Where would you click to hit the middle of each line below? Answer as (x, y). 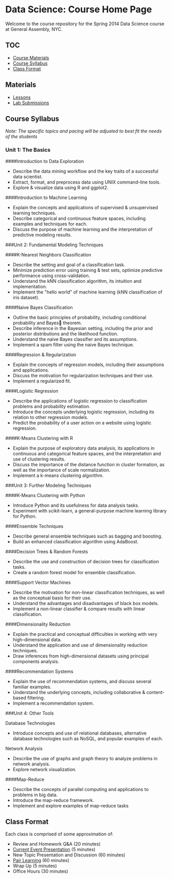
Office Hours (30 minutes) (40, 871)
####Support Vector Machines (38, 582)
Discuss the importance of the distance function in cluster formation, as (89, 464)
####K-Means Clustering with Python (45, 495)
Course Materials (31, 58)
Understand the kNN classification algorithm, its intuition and (77, 281)
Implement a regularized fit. (42, 381)
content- (155, 692)
